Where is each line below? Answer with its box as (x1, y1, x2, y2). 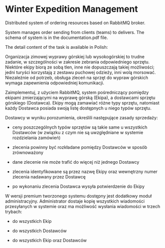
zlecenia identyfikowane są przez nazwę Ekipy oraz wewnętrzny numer (12, 169, 158, 175)
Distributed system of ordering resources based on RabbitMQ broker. (5, 20, 146, 26)
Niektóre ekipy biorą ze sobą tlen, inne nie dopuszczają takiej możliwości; (5, 64, 155, 70)
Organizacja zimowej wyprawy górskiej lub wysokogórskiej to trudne (5, 53, 145, 60)
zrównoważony (12, 149, 43, 155)
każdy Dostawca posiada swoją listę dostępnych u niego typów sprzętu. (5, 105, 152, 111)
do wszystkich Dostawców (12, 228, 67, 234)
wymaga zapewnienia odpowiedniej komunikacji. (5, 80, 104, 86)
